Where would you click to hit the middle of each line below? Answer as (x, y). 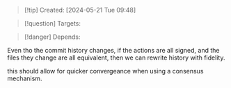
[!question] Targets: (53, 23)
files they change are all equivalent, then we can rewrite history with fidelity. (116, 58)
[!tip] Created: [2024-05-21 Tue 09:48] (80, 10)
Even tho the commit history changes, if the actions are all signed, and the (113, 50)
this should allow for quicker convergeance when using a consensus (105, 71)
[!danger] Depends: (52, 37)
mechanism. (25, 78)
